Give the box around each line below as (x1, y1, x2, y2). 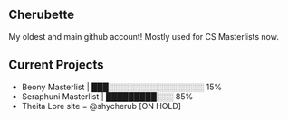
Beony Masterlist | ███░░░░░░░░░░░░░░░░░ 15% (21, 81, 223, 92)
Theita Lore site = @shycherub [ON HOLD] (21, 100, 182, 111)
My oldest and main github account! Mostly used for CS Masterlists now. (8, 31, 280, 42)
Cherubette (8, 7, 74, 23)
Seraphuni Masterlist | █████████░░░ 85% (21, 90, 194, 102)
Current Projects (8, 58, 104, 73)
